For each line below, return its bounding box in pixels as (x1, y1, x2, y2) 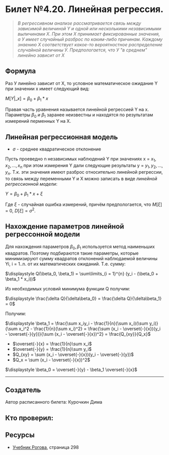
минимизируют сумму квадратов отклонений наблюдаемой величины (5, 255, 157, 261)
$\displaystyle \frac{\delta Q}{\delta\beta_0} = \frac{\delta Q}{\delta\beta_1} (5, 295, 162, 301)
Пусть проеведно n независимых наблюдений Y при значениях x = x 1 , (5, 156, 157, 163)
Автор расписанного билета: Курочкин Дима (5, 399, 103, 405)
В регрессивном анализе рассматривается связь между (17, 20, 141, 26)
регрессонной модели (5, 230, 80, 239)
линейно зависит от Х (17, 52, 65, 58)
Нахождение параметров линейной (5, 222, 124, 231)
